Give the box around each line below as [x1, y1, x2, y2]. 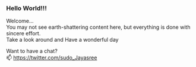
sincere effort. [6, 30, 41, 37]
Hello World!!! [6, 4, 48, 12]
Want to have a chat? [6, 48, 58, 55]
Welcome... [6, 18, 34, 25]
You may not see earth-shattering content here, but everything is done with [6, 24, 191, 31]
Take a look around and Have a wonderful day [6, 36, 119, 43]
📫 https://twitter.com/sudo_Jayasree [6, 54, 97, 61]
